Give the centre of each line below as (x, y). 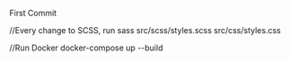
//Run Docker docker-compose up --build (86, 48)
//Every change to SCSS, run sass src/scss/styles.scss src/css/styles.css (145, 30)
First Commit (33, 13)
